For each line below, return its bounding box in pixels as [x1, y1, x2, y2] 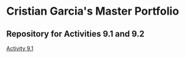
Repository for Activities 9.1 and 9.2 [6, 29, 145, 39]
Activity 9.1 [6, 45, 34, 52]
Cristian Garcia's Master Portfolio [6, 4, 180, 18]
